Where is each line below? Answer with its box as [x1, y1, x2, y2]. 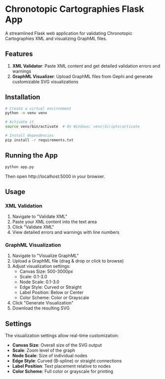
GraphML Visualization [5, 242, 61, 249]
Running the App [5, 152, 58, 160]
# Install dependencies [5, 133, 54, 138]
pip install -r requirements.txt [5, 137, 74, 143]
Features [5, 50, 33, 58]
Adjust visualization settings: [12, 263, 70, 269]
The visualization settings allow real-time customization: [5, 333, 119, 339]
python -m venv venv [5, 111, 48, 115]
